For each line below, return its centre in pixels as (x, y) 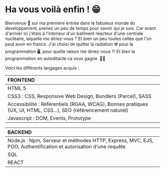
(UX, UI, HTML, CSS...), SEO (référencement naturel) (68, 110)
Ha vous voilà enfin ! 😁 (53, 10)
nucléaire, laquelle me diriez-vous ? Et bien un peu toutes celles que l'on (78, 39)
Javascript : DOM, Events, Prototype (49, 118)
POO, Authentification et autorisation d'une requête (67, 147)
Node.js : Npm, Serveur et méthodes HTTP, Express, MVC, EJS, (81, 140)
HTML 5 (17, 88)
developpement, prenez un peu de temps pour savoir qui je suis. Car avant (81, 28)
